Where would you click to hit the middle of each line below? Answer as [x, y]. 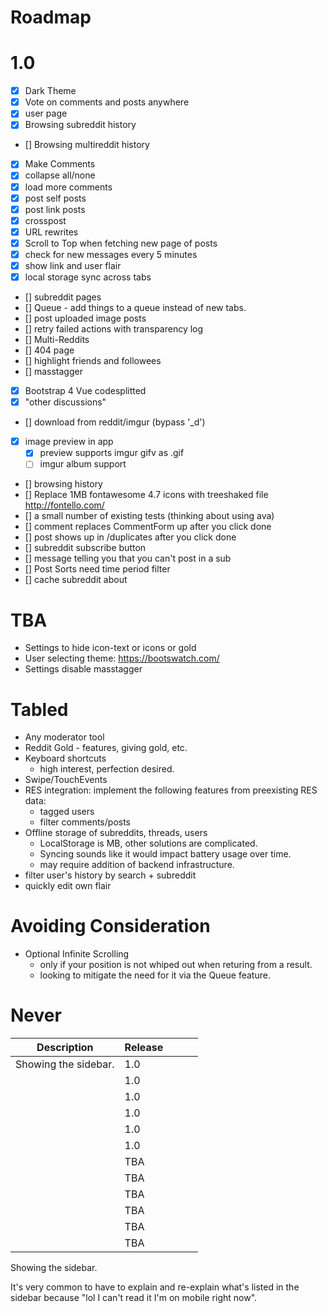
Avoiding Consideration [110, 926]
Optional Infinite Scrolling [77, 954]
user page [46, 113]
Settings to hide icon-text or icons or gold [110, 648]
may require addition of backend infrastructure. [137, 865]
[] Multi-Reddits [57, 340]
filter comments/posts [85, 822]
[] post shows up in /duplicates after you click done [130, 537]
